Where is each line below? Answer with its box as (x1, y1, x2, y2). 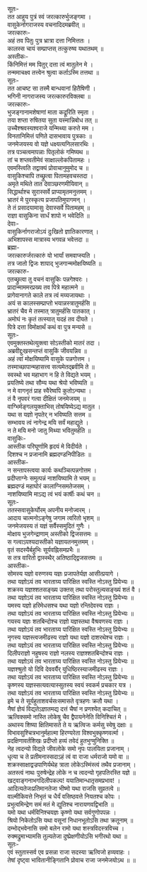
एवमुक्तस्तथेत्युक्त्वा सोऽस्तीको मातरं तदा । (7, 339, 100, 347)
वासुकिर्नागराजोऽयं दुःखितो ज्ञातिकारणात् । (7, 228, 99, 236)
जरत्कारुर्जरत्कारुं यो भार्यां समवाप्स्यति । (7, 251, 96, 260)
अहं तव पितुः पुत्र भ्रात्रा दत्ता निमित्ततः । (7, 37, 90, 45)
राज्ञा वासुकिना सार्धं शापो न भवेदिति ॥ (7, 211, 90, 220)
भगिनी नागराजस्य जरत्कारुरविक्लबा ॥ (7, 92, 91, 100)
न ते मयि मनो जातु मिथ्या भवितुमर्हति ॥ (7, 426, 91, 434)
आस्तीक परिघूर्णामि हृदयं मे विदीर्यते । (7, 442, 88, 450)
